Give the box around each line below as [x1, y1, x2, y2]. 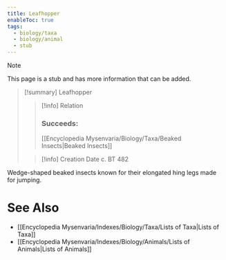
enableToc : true [7, 17, 54, 24]
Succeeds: [41, 118, 79, 128]
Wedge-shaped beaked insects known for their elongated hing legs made [7, 169, 216, 177]
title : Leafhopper [7, 10, 60, 17]
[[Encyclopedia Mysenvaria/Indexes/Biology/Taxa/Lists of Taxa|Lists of [17, 223, 220, 232]
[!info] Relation [41, 102, 84, 109]
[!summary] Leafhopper [23, 88, 92, 96]
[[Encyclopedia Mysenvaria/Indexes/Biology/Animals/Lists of [17, 238, 190, 246]
